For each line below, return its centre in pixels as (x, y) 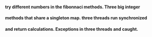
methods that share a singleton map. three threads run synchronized (76, 18)
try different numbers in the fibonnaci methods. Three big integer (73, 7)
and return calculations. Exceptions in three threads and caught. (72, 29)
